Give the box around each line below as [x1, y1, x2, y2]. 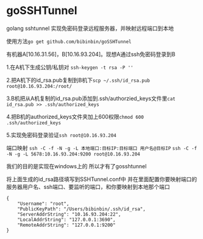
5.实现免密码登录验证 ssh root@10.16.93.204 [6, 131, 117, 138]
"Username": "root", [17, 201, 69, 207]
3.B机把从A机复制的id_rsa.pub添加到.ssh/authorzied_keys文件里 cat [6, 95, 176, 102]
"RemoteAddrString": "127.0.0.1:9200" [17, 222, 116, 228]
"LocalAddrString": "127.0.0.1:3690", [17, 216, 116, 223]
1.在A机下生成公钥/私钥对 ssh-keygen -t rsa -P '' [6, 63, 134, 71]
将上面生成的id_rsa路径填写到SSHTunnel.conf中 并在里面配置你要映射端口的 [6, 175, 197, 183]
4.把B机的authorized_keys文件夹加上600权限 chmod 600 [6, 113, 144, 120]
